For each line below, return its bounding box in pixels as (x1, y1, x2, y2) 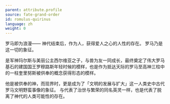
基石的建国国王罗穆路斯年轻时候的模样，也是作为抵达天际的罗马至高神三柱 (5, 64, 160, 70)
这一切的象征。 (5, 47, 36, 53)
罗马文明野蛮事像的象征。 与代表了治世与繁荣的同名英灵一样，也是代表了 (5, 87, 157, 93)
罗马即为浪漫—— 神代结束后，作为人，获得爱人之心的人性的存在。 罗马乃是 (5, 41, 163, 47)
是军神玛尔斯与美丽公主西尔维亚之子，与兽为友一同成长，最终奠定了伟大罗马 (5, 57, 165, 63)
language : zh (5, 21, 33, 27)
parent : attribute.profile (5, 7, 62, 13)
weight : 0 (5, 26, 26, 31)
